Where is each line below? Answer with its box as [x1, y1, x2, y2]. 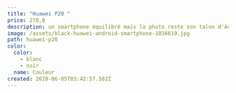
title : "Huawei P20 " [7, 10, 71, 17]
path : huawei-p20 [7, 36, 58, 43]
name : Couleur [13, 69, 55, 76]
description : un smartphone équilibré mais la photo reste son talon [7, 23, 216, 30]
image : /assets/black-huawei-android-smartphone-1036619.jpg [7, 29, 190, 37]
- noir [20, 62, 39, 69]
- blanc [20, 56, 42, 63]
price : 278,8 [7, 17, 46, 24]
